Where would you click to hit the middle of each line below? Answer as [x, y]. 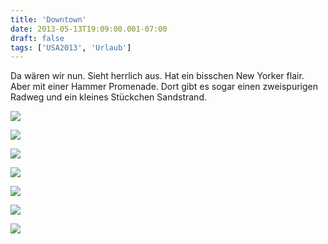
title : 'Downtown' [48, 19]
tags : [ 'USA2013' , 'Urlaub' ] [71, 47]
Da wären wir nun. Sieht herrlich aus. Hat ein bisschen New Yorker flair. [157, 76]
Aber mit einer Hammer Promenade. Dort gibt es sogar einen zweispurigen [164, 87]
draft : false [37, 38]
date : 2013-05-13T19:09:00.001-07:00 [89, 29]
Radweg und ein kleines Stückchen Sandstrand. [108, 97]
